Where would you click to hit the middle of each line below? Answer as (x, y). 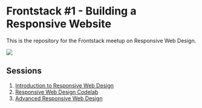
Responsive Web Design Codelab (57, 92)
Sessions (24, 71)
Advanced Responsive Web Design (59, 98)
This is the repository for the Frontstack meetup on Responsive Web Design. (101, 40)
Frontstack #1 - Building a (71, 11)
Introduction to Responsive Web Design (64, 85)
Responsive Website (59, 24)
